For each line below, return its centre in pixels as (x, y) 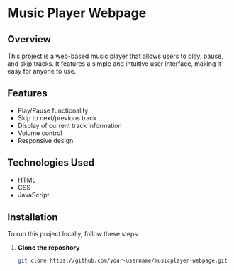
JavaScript (33, 195)
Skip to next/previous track (57, 117)
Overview (29, 39)
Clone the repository (49, 248)
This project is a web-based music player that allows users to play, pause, (115, 56)
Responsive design (45, 140)
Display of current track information (69, 125)
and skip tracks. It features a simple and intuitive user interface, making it (115, 64)
